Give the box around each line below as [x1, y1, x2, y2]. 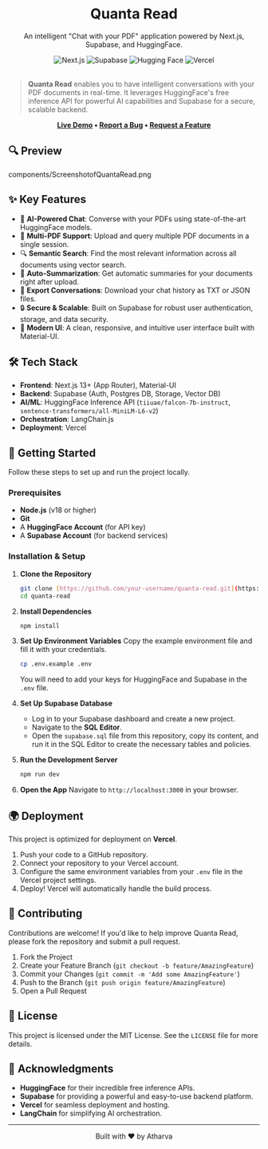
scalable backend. [27, 105, 89, 114]
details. [8, 1039, 33, 1048]
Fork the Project [19, 952, 73, 961]
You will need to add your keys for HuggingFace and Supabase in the [19, 674, 247, 684]
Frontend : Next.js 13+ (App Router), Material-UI [19, 380, 177, 390]
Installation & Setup [8, 551, 86, 562]
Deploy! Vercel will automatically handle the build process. [19, 884, 212, 893]
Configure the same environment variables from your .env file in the [19, 866, 243, 876]
